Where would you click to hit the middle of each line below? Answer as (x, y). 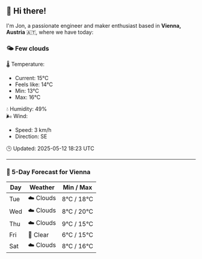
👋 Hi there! (26, 11)
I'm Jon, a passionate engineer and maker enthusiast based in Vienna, (94, 25)
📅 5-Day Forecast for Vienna (48, 172)
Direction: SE (31, 137)
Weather (42, 187)
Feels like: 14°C (34, 84)
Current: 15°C (32, 78)
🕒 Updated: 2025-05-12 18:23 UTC (50, 149)
